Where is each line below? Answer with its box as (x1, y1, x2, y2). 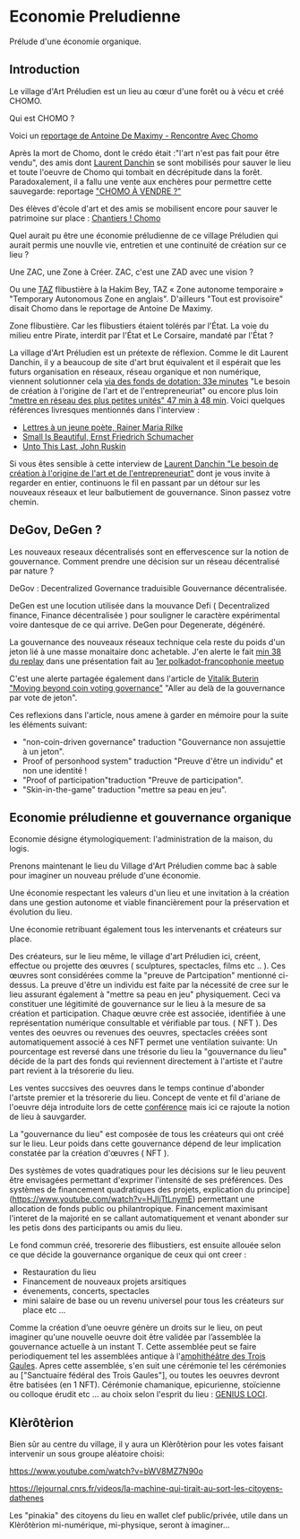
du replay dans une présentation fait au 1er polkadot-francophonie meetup (9, 655, 285, 666)
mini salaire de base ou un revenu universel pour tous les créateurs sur (21, 1295, 285, 1307)
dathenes (9, 1492, 45, 1504)
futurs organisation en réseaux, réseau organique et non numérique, (9, 366, 261, 377)
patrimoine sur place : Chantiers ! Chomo (9, 213, 161, 223)
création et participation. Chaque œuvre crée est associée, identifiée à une (9, 1008, 287, 1019)
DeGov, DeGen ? (9, 522, 102, 538)
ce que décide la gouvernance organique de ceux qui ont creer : (9, 1249, 247, 1260)
